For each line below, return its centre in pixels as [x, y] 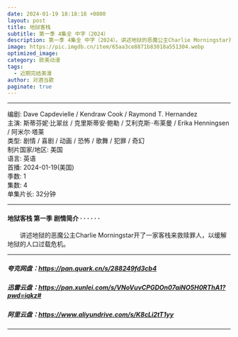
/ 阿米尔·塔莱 [26, 132]
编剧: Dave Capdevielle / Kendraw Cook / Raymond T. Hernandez [102, 114]
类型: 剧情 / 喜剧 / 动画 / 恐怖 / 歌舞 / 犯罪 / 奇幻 [76, 141]
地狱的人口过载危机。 [38, 244]
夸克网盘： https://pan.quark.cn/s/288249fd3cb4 [82, 269]
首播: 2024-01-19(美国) [41, 167]
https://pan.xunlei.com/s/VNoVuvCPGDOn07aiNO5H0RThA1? [132, 287]
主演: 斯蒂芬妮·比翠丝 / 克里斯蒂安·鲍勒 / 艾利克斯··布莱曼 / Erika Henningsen [118, 123]
